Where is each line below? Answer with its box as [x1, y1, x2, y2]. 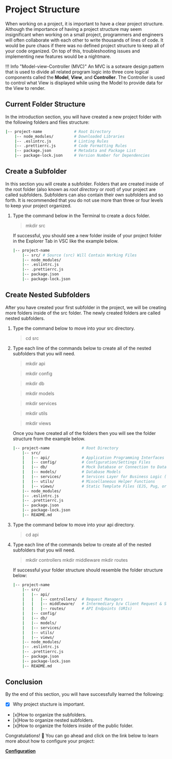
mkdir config [25, 370, 53, 376]
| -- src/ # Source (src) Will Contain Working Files [22, 253, 137, 258]
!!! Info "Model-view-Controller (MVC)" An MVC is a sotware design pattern [5, 63, 164, 69]
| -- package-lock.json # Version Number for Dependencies [14, 153, 150, 158]
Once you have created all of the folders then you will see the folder [12, 430, 156, 436]
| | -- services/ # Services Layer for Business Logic [22, 474, 162, 479]
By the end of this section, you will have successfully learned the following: [5, 691, 164, 697]
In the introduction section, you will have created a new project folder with [5, 113, 162, 120]
